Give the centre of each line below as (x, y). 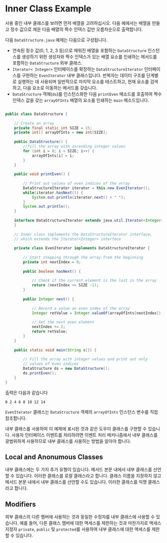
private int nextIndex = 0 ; (52, 262)
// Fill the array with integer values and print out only (85, 359)
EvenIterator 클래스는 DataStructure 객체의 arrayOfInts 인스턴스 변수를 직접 (82, 412)
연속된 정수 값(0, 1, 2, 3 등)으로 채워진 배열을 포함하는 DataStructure (79, 50)
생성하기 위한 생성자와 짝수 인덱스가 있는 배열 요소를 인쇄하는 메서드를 (89, 56)
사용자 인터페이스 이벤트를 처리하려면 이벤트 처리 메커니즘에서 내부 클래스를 (85, 435)
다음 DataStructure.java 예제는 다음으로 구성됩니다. (56, 40)
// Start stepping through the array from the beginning (83, 258)
